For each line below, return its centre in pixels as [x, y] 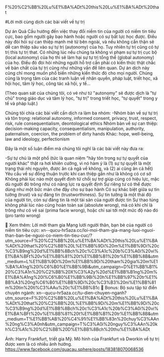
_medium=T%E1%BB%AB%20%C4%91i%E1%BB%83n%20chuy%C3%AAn [82, 319]
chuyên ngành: [20, 293]
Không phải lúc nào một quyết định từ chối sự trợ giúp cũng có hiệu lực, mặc [82, 179]
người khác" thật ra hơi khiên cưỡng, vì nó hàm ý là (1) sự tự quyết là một [78, 163]
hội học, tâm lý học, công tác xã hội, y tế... [48, 83]
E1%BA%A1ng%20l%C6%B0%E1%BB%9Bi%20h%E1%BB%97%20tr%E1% [82, 277]
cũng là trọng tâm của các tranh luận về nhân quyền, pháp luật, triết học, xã [82, 78]
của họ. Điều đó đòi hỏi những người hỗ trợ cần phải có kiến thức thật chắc [81, 63]
